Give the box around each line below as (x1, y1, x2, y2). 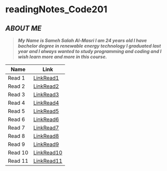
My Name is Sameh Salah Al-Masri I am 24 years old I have (17, 37, 147, 43)
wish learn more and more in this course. (17, 54, 108, 60)
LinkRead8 (33, 133, 59, 139)
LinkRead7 (33, 124, 59, 131)
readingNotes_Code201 (5, 4, 108, 15)
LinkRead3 (33, 91, 59, 98)
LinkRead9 (33, 141, 59, 148)
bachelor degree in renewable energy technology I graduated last (17, 43, 161, 49)
